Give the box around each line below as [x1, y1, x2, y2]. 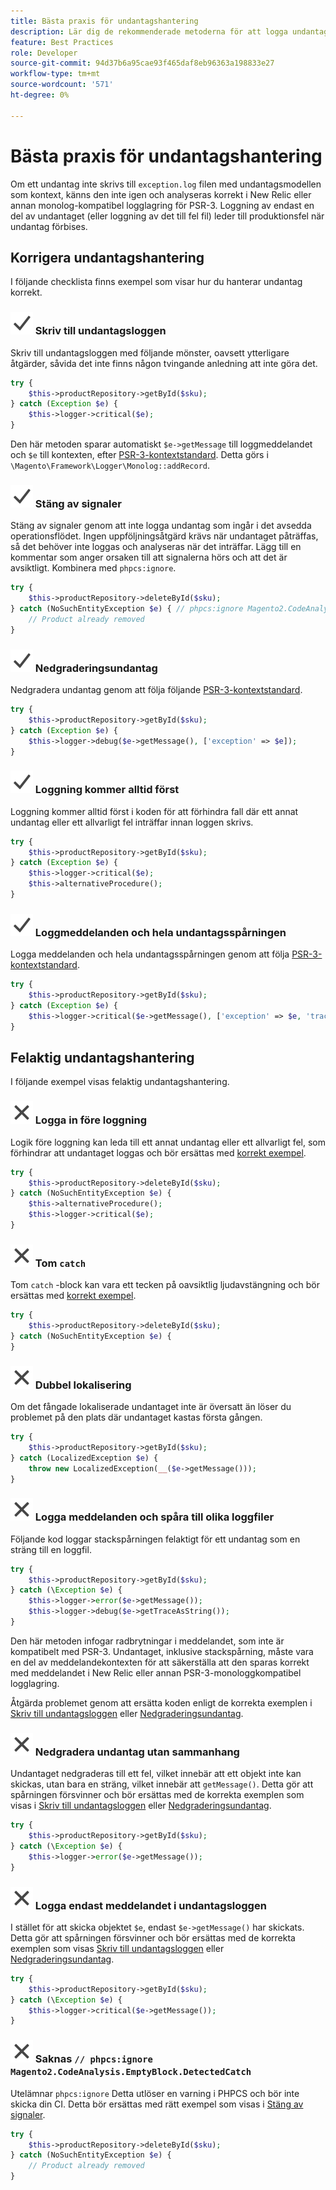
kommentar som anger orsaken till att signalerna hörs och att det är [10, 551, 288, 564]
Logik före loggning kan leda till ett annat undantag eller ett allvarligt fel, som [10, 1136, 326, 1148]
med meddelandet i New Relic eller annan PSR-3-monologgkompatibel [10, 1666, 302, 1679]
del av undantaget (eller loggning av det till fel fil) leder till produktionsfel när [10, 210, 325, 222]
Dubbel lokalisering [34, 1378, 132, 1392]
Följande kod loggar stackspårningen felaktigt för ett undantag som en [10, 1533, 301, 1545]
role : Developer [10, 48, 78, 58]
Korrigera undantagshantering [10, 249, 205, 266]
